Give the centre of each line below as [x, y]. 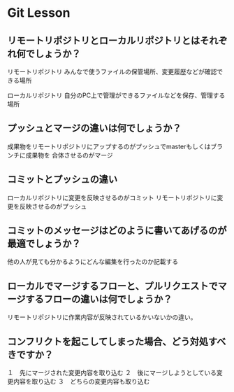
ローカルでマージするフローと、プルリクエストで [112, 286]
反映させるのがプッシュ [53, 206]
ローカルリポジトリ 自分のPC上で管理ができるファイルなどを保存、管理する [116, 95]
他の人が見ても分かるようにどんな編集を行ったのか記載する [93, 262]
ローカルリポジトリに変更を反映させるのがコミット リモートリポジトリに [112, 197]
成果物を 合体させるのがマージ [69, 155]
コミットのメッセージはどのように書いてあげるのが [117, 231]
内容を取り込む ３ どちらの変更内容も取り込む [81, 381]
